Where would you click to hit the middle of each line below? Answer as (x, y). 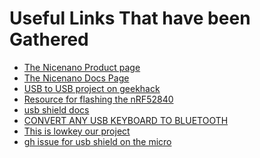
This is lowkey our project (77, 131)
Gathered (49, 39)
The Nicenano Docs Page (76, 78)
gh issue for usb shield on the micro (97, 141)
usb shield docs (56, 109)
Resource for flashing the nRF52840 (98, 99)
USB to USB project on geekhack (92, 88)
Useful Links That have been (130, 18)
